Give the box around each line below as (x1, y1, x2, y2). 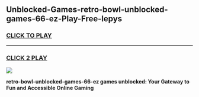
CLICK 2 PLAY (6, 53, 47, 62)
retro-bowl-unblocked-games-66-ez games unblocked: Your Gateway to (6, 78, 190, 85)
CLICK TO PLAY (6, 32, 52, 40)
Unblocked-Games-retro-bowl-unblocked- (6, 5, 168, 15)
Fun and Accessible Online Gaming (6, 84, 94, 91)
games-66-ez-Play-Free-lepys (6, 14, 123, 24)
